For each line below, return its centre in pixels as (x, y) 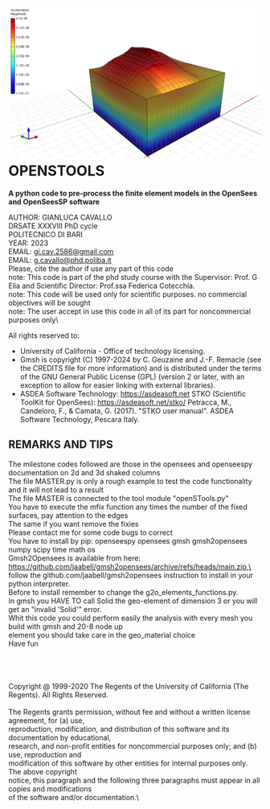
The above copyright (43, 771)
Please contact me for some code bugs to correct (90, 532)
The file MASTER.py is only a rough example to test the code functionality (130, 481)
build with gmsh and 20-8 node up (65, 626)
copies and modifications (50, 788)
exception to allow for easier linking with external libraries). (117, 385)
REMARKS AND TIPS (61, 445)
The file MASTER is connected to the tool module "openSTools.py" (119, 498)
